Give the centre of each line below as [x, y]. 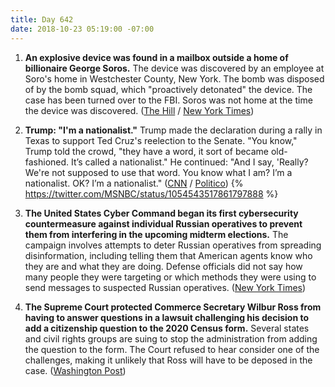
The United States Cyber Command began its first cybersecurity [161, 213]
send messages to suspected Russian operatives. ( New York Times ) [165, 287]
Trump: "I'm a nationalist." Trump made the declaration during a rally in [173, 130]
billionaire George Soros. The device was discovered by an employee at [174, 68]
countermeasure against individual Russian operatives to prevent [163, 223]
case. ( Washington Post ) [75, 370]
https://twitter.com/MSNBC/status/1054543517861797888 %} [151, 193]
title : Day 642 [42, 19]
